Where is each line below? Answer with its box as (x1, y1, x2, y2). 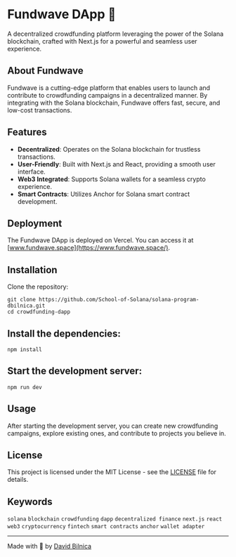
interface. (17, 167, 46, 176)
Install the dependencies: (7, 327, 122, 339)
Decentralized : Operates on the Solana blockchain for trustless (17, 145, 201, 153)
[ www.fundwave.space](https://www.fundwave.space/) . (7, 244, 171, 252)
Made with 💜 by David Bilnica (7, 542, 92, 551)
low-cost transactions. (7, 105, 72, 114)
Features (7, 126, 47, 138)
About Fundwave (7, 65, 84, 77)
